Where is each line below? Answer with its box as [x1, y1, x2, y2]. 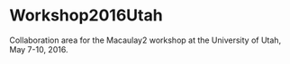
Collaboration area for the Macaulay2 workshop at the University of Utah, [9, 35, 282, 45]
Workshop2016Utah [9, 5, 164, 26]
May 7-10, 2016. [9, 44, 68, 54]
